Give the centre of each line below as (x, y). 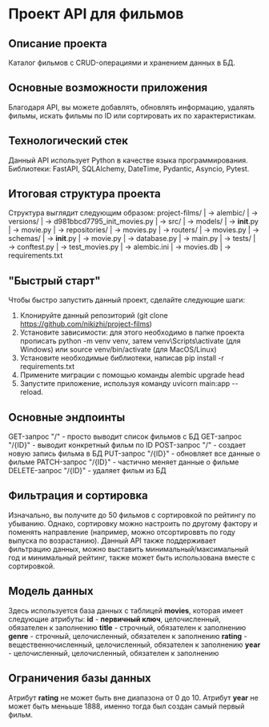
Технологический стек (68, 141)
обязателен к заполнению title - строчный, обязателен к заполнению (127, 627)
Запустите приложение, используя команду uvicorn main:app (125, 384)
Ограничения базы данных (80, 679)
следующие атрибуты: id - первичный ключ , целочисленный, (115, 619)
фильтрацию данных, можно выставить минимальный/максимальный (128, 548)
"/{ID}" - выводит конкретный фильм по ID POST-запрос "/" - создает (127, 445)
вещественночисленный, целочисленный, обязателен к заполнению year (134, 645)
